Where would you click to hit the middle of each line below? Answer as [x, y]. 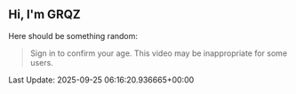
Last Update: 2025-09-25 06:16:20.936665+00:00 [101, 80]
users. [42, 62]
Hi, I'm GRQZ [44, 15]
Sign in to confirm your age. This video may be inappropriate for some [159, 53]
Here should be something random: [73, 35]
